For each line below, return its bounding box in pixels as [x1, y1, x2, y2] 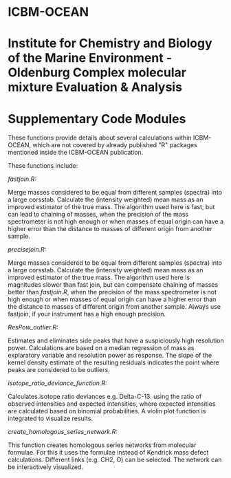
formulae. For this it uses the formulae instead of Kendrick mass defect [8, 448, 209, 457]
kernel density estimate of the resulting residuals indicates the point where [8, 358, 219, 367]
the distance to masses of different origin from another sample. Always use [8, 303, 221, 311]
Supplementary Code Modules [8, 111, 186, 127]
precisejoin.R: [8, 246, 47, 254]
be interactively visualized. [8, 463, 83, 471]
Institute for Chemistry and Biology [8, 36, 212, 52]
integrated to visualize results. [8, 414, 93, 423]
